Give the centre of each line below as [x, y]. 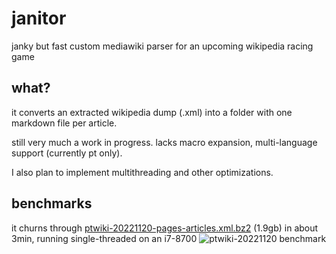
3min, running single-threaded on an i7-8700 [104, 238]
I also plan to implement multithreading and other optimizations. [142, 172]
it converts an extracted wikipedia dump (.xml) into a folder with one [152, 112]
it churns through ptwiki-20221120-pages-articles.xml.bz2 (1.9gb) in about [165, 228]
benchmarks [52, 203]
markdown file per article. [64, 123]
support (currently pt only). [67, 153]
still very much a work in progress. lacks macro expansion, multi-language [164, 142]
